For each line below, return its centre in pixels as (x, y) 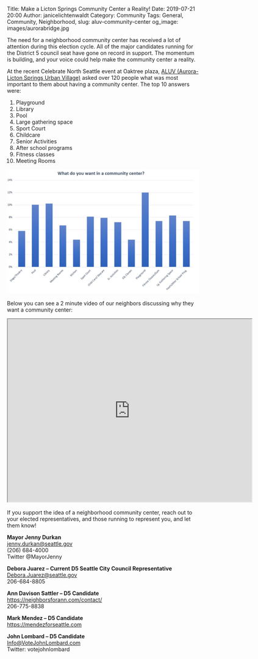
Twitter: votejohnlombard (38, 649)
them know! (22, 525)
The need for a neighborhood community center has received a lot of (94, 40)
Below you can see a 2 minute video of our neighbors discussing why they (100, 303)
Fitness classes (35, 154)
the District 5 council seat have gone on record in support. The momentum (101, 53)
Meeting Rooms (35, 161)
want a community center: (40, 310)
